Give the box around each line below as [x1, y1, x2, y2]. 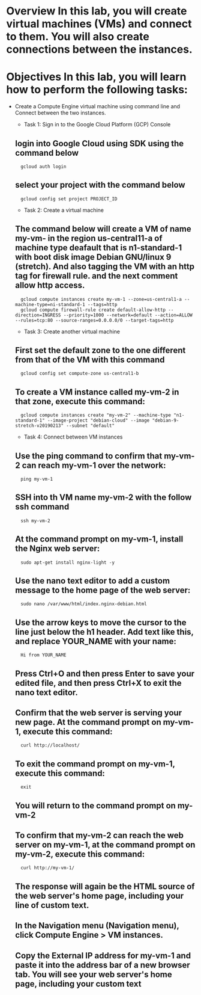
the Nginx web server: [14, 543, 100, 554]
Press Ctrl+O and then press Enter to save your [14, 668, 195, 679]
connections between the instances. [6, 43, 193, 57]
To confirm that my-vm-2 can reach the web [14, 830, 184, 840]
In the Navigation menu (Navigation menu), [14, 920, 179, 931]
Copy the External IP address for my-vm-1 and [14, 950, 191, 961]
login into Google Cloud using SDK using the [14, 138, 184, 149]
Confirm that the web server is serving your [14, 708, 182, 718]
